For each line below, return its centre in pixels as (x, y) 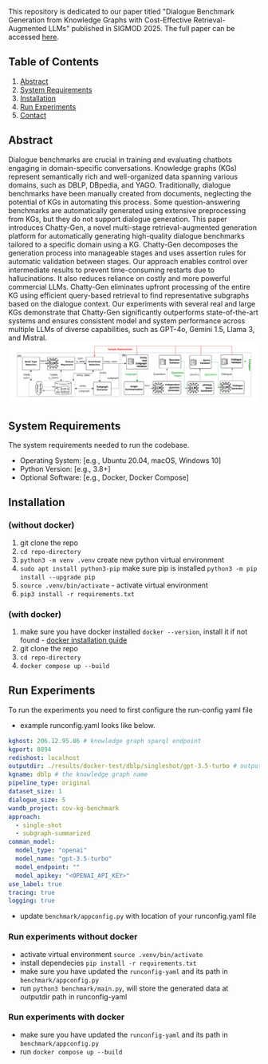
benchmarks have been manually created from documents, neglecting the (130, 193)
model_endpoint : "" (48, 867)
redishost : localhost (44, 757)
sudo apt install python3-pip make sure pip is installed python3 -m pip (138, 568)
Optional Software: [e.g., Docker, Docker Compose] (104, 477)
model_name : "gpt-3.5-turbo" (64, 859)
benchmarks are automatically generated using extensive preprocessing (127, 210)
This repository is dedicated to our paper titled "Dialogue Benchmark (122, 12)
